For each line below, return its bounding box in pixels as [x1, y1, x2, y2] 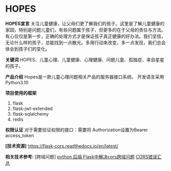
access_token [5, 132, 34, 139]
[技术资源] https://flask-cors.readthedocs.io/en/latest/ [5, 143, 119, 149]
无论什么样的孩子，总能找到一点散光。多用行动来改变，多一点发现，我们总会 [5, 39, 166, 46]
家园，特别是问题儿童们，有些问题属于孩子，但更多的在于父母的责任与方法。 [5, 26, 166, 33]
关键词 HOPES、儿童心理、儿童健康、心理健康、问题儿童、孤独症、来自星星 [5, 56, 164, 62]
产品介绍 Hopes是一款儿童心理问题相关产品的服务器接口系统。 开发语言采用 [5, 74, 164, 80]
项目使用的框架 [5, 90, 37, 96]
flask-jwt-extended [12, 105, 53, 112]
